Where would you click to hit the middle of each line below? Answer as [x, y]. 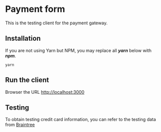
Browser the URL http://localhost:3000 [45, 92]
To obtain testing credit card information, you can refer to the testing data [80, 120]
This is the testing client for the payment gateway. [57, 23]
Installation [23, 38]
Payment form [35, 9]
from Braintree [20, 125]
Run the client [27, 80]
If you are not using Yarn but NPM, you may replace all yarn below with [79, 50]
